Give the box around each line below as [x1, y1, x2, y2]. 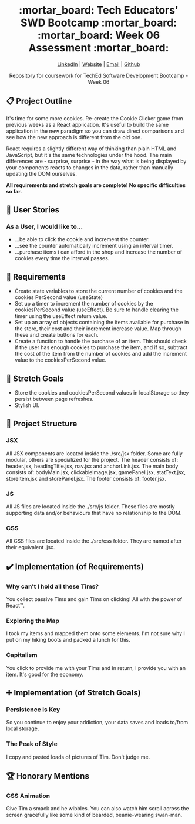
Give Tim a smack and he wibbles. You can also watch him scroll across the [6, 805, 189, 812]
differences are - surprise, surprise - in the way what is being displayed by [6, 157, 187, 165]
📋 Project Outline [6, 96, 72, 106]
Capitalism [6, 651, 38, 659]
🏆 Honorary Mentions [6, 771, 89, 781]
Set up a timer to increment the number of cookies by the [14, 300, 154, 307]
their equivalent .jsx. [6, 544, 55, 551]
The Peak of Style [6, 740, 58, 748]
